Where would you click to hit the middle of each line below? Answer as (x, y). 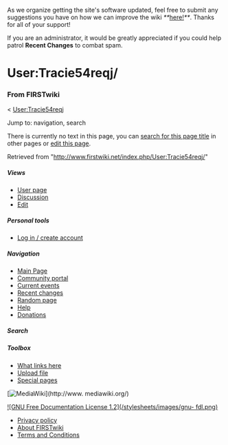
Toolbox (19, 348)
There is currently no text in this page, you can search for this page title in (112, 136)
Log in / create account (50, 238)
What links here (39, 365)
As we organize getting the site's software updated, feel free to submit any (113, 10)
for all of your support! (39, 24)
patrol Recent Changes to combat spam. (65, 45)
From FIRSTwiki (34, 94)
